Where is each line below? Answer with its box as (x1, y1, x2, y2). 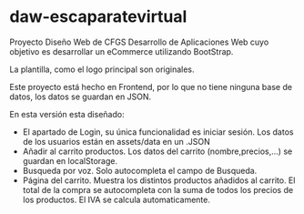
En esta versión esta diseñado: (9, 108, 125, 119)
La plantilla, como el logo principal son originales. (9, 64, 195, 75)
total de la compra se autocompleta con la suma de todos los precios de (22, 184, 294, 195)
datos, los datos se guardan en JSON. (9, 91, 152, 102)
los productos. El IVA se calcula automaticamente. (22, 194, 211, 205)
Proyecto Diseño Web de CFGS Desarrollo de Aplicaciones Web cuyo (9, 36, 269, 47)
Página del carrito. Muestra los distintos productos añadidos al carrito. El (22, 175, 296, 186)
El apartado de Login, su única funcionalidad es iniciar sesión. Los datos (22, 126, 294, 138)
